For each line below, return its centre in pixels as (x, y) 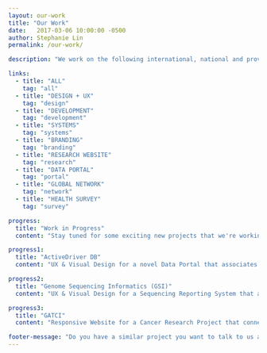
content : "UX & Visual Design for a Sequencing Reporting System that (135, 294)
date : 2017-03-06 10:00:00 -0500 (67, 30)
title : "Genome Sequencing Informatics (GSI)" (94, 286)
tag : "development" (55, 118)
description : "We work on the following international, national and (126, 59)
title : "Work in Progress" (60, 228)
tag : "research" (50, 162)
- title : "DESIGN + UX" (54, 96)
